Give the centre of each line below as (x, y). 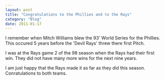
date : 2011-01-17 (23, 24)
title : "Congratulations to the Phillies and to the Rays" (69, 14)
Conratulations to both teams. (36, 73)
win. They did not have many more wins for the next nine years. (71, 58)
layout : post (19, 10)
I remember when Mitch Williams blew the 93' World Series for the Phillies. (83, 38)
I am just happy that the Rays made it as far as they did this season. (75, 68)
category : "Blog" (23, 19)
